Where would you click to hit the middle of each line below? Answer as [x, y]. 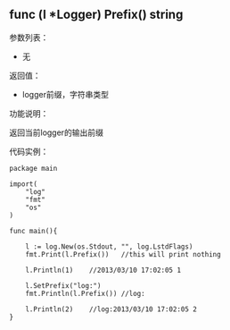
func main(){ [33, 231]
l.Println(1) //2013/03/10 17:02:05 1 [103, 270]
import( [24, 184]
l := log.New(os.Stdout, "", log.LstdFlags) [109, 246]
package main [33, 168]
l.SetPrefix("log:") [63, 285]
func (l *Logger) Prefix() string [96, 15]
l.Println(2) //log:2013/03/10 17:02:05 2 [111, 309]
